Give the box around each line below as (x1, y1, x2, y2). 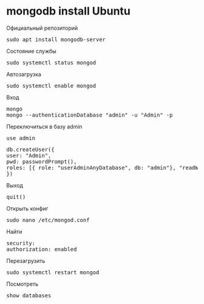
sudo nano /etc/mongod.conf (6, 217, 90, 223)
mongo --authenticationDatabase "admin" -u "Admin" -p (6, 111, 173, 118)
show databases (6, 292, 52, 299)
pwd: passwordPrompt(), (6, 158, 77, 165)
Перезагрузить (6, 257, 46, 265)
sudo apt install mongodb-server (6, 36, 106, 43)
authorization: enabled (6, 246, 77, 252)
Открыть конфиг (6, 204, 49, 212)
